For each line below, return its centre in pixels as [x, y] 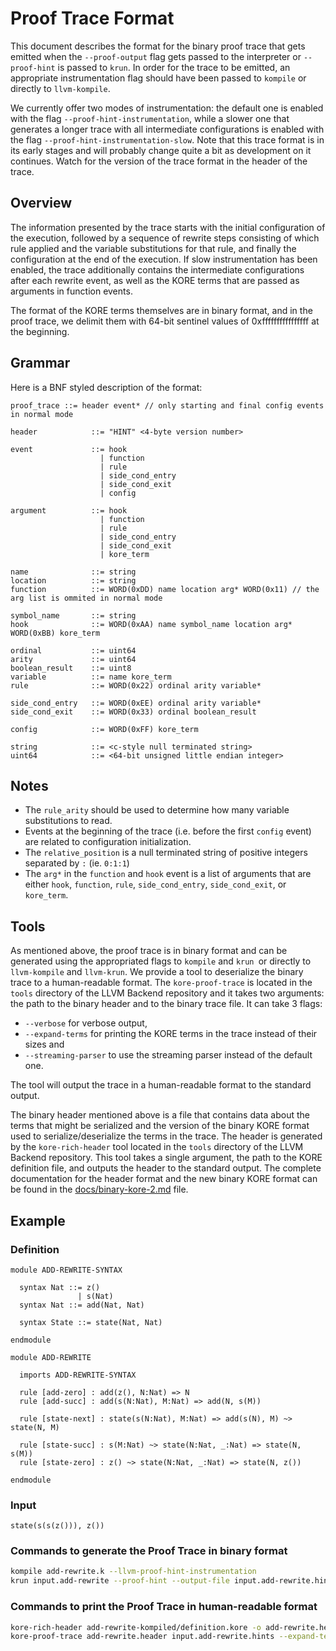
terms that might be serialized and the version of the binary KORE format [160, 1126]
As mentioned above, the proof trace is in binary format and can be [149, 951]
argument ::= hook [69, 510]
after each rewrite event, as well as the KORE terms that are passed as [155, 280]
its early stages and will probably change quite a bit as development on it [161, 150]
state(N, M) [35, 1427]
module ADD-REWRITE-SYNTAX [66, 1270]
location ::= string [73, 580]
